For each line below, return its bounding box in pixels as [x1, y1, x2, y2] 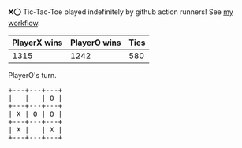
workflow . [8, 19, 40, 28]
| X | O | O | [8, 109, 63, 118]
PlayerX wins [12, 37, 63, 48]
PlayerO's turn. [8, 71, 57, 80]
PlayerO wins [70, 37, 121, 48]
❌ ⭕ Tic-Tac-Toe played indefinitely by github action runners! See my [8, 7, 234, 17]
